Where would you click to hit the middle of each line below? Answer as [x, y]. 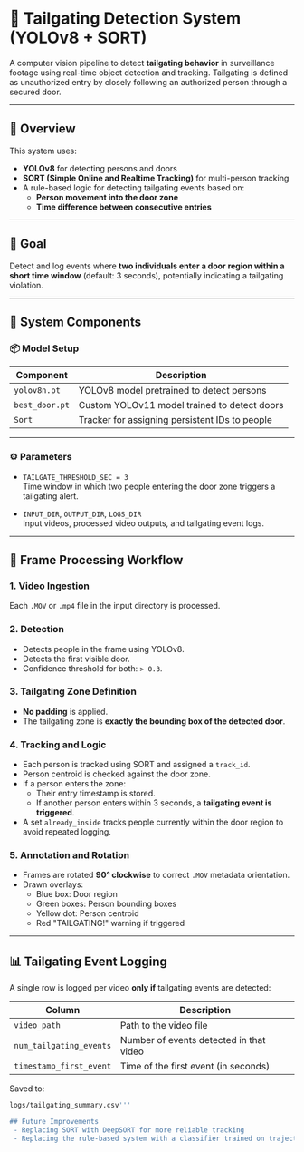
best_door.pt [42, 405]
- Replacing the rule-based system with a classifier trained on [139, 1138]
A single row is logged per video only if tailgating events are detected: [140, 988]
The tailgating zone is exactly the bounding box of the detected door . [154, 721]
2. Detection [37, 630]
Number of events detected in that [193, 1040]
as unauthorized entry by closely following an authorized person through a [148, 82]
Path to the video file [164, 1026]
